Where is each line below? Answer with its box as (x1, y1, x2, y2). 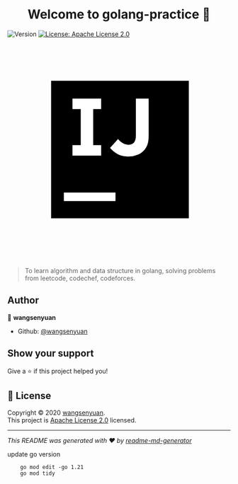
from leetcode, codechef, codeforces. (24, 274, 136, 282)
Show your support (7, 347, 94, 359)
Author (7, 294, 39, 306)
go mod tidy (20, 470, 55, 477)
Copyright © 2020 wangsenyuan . (7, 408, 106, 417)
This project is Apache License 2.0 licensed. (7, 416, 137, 425)
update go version (7, 450, 61, 459)
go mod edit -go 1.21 (20, 463, 84, 471)
